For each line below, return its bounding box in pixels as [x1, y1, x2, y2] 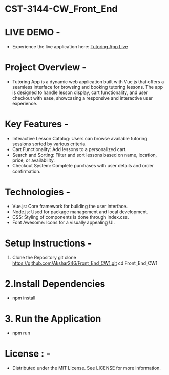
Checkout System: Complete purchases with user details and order [12, 163, 154, 168]
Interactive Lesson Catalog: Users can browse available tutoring [12, 136, 147, 141]
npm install [12, 295, 36, 301]
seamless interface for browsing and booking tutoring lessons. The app [12, 84, 163, 90]
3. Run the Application [5, 313, 101, 324]
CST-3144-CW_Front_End [5, 3, 118, 15]
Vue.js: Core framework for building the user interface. [12, 203, 128, 209]
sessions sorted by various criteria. [12, 141, 87, 147]
